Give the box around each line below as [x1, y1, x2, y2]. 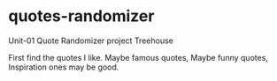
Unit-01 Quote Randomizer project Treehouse [8, 35, 173, 46]
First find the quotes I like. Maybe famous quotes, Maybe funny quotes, [8, 52, 269, 63]
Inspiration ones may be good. [8, 62, 119, 72]
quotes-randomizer [8, 6, 155, 26]
